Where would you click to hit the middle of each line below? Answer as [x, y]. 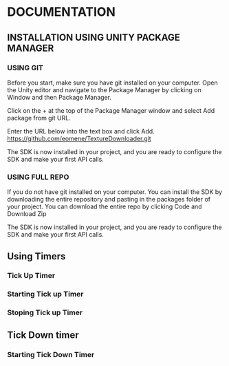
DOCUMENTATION [61, 12]
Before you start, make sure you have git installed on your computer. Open [112, 83]
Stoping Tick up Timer [45, 312]
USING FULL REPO [38, 177]
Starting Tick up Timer [45, 294]
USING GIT [25, 67]
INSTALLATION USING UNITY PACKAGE [94, 37]
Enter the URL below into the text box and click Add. [81, 131]
